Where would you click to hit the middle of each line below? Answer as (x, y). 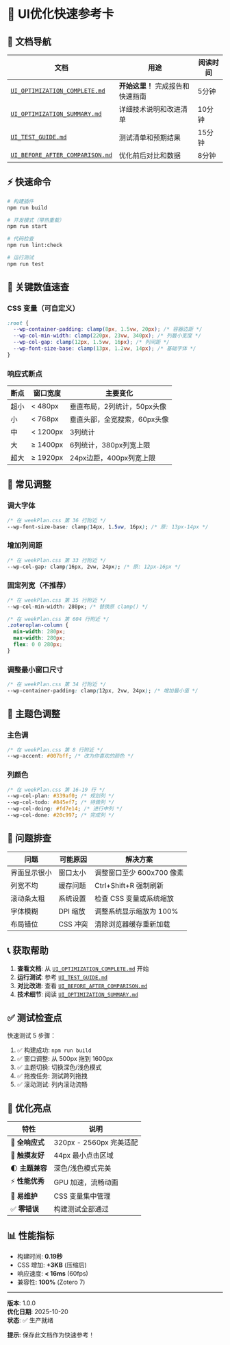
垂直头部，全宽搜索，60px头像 (119, 419)
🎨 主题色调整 (34, 714)
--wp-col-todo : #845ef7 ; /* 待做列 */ (61, 803)
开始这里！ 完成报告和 (154, 86)
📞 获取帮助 (28, 951)
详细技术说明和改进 (150, 109)
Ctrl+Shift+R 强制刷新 (129, 885)
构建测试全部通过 (81, 1209)
